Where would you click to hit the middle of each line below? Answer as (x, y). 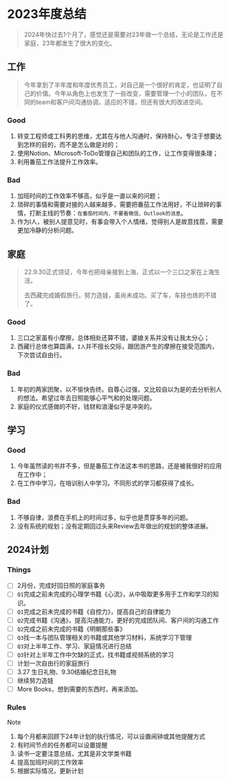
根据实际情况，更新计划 (50, 771)
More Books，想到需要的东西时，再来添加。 (79, 689)
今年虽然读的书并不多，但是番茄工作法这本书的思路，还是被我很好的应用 (119, 466)
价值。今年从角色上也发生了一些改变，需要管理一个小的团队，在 (126, 93)
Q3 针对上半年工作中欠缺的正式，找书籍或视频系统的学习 (95, 654)
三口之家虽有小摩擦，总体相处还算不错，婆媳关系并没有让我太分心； (113, 338)
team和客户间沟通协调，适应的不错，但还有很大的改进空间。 (122, 102)
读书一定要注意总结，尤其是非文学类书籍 (74, 753)
